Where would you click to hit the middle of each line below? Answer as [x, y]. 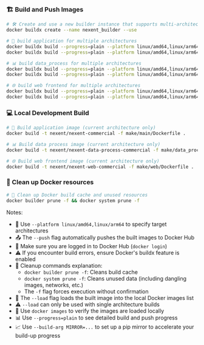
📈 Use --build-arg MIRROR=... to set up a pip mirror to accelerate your [104, 327]
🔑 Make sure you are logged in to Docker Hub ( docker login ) [91, 246]
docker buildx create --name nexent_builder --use [72, 30]
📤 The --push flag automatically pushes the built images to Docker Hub [105, 237]
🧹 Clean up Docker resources [50, 183]
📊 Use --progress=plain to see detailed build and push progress [96, 318]
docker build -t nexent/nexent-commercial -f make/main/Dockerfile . [96, 134]
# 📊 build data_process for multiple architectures [74, 63]
